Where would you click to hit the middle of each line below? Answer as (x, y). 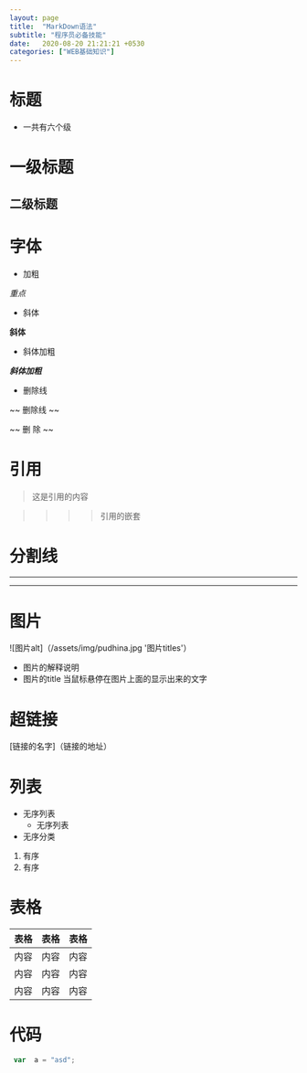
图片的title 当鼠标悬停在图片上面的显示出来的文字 (115, 679)
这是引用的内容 (60, 496)
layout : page (34, 18)
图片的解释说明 (51, 667)
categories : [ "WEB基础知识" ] (62, 52)
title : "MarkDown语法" (53, 27)
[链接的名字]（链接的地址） (61, 747)
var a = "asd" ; (44, 1060)
